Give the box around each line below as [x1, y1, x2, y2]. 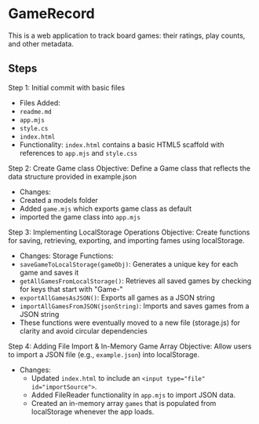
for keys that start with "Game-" [19, 284, 123, 293]
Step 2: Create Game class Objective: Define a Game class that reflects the [8, 163, 251, 173]
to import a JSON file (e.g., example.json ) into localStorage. [8, 349, 200, 359]
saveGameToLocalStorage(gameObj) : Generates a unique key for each [19, 259, 239, 268]
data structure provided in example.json [8, 171, 137, 181]
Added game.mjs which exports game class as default [19, 204, 192, 213]
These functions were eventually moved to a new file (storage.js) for [19, 318, 241, 327]
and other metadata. [8, 39, 75, 48]
